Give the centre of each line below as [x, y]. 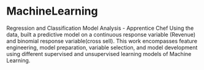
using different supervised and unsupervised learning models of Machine [99, 54]
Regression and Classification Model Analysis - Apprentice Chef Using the [100, 28]
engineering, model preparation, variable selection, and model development [102, 47]
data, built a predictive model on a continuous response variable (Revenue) [101, 34]
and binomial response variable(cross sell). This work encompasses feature [102, 41]
